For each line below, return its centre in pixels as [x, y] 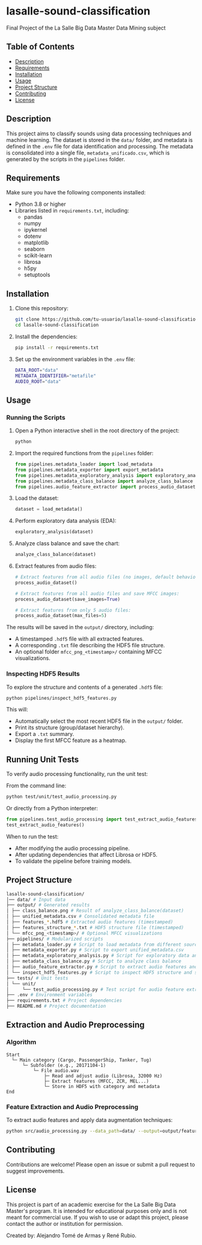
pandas [33, 217]
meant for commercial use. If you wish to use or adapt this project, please [97, 1217]
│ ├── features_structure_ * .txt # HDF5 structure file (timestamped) [95, 927]
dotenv [33, 236]
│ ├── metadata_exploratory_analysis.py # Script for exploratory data [98, 956]
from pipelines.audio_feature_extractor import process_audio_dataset [105, 487]
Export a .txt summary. [44, 734]
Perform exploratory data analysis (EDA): [66, 521]
